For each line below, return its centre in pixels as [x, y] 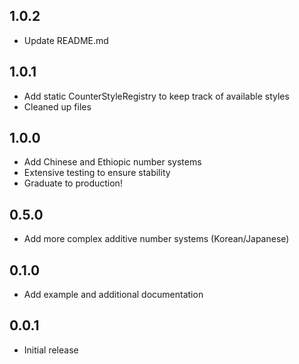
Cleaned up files [57, 106]
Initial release [51, 350]
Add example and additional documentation [113, 295]
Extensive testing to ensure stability [97, 173]
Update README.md [66, 40]
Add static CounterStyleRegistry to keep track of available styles [156, 96]
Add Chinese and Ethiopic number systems [112, 162]
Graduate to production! [73, 183]
